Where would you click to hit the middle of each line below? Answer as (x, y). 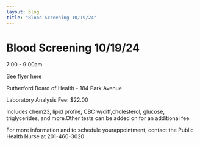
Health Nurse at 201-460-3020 (45, 136)
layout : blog (23, 12)
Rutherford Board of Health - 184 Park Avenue (64, 88)
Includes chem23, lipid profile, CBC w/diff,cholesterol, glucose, (85, 112)
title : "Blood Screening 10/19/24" (52, 18)
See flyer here (24, 76)
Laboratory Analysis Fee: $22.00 (47, 100)
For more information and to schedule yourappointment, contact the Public (100, 130)
